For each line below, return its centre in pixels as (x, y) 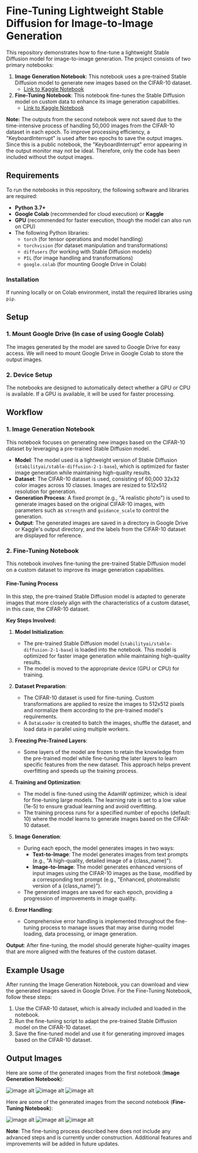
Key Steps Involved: (31, 621)
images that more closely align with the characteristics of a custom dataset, (98, 603)
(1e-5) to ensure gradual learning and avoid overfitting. (90, 807)
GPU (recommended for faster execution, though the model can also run (103, 220)
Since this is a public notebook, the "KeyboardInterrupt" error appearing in (97, 144)
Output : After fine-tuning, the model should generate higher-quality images (98, 945)
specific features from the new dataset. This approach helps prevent (107, 765)
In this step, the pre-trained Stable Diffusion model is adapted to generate (96, 597)
